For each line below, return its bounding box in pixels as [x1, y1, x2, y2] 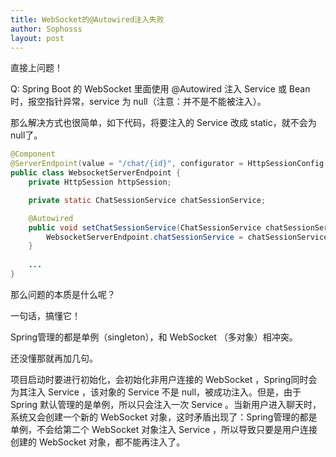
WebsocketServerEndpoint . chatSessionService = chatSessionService [46, 232, 329, 242]
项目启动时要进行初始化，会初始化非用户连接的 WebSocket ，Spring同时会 [10, 373, 318, 385]
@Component [10, 149, 56, 160]
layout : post [10, 33, 65, 43]
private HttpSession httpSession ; [28, 177, 172, 187]
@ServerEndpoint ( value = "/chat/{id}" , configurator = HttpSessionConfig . [10, 159, 329, 169]
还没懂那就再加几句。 [10, 352, 98, 364]
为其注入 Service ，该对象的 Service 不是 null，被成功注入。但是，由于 [10, 386, 302, 398]
